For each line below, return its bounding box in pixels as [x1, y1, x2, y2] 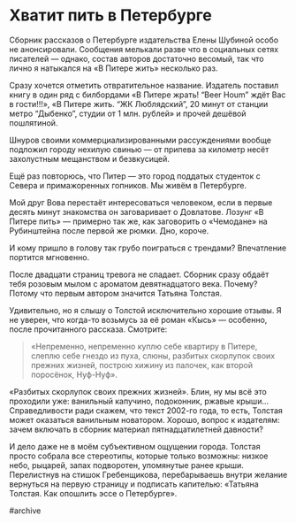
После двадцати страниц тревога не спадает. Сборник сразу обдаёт [9, 269, 269, 280]
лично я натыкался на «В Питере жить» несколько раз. [9, 63, 218, 73]
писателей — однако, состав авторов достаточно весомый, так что [9, 53, 264, 64]
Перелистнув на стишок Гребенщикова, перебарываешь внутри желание [9, 469, 288, 480]
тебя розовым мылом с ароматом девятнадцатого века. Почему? [9, 278, 258, 288]
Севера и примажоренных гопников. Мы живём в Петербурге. [9, 180, 247, 190]
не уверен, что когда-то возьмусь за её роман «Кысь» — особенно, [9, 314, 268, 325]
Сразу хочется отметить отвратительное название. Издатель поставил [9, 80, 279, 90]
